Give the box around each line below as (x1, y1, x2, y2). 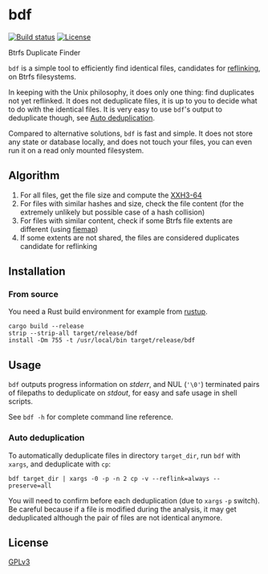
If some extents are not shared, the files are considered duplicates (19, 233, 240, 242)
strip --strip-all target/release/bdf (8, 329, 138, 338)
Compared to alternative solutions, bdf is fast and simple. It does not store (8, 128, 253, 138)
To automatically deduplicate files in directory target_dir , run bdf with (8, 450, 241, 460)
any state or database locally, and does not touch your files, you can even (8, 136, 253, 146)
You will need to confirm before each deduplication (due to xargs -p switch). (8, 495, 261, 505)
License (8, 535, 49, 549)
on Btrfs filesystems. (8, 71, 77, 81)
